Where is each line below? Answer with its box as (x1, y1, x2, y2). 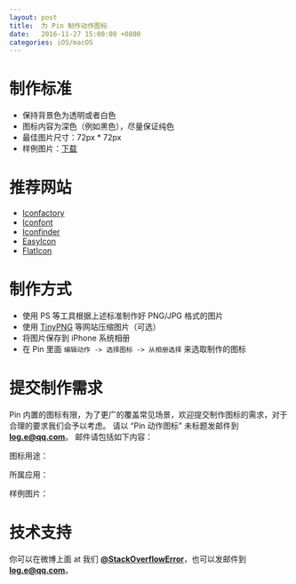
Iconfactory (21, 208, 65, 219)
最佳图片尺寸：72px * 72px (21, 132, 122, 143)
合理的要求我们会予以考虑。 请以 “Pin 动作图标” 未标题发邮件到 (9, 420, 239, 431)
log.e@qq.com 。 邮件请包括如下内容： (9, 432, 154, 442)
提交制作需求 (9, 379, 104, 398)
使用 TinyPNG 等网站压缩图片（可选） (21, 322, 162, 332)
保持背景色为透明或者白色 (21, 110, 116, 121)
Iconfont (21, 217, 53, 228)
